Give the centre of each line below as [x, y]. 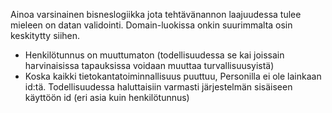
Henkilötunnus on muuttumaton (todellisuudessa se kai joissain [154, 55]
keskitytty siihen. [45, 35]
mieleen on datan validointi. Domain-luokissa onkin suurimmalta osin [151, 25]
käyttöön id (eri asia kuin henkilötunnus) [107, 97]
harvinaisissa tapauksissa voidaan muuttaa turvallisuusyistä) [149, 65]
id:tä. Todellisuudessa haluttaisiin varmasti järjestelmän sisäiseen [158, 87]
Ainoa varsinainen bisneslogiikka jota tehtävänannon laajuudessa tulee [156, 14]
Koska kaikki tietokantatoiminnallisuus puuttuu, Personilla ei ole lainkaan [173, 76]
